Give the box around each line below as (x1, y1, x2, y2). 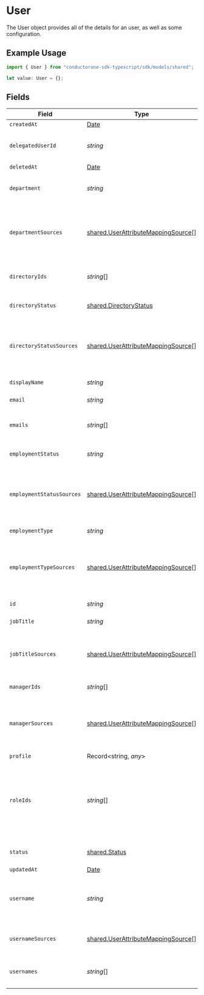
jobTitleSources (9, 651, 56, 658)
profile (9, 753, 32, 760)
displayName (9, 379, 44, 386)
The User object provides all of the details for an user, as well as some (6, 24, 182, 31)
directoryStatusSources (9, 342, 78, 350)
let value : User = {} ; (6, 75, 64, 81)
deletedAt (9, 164, 38, 171)
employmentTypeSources (9, 564, 75, 571)
